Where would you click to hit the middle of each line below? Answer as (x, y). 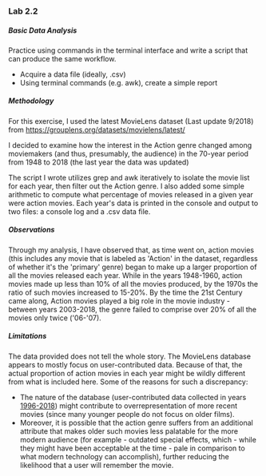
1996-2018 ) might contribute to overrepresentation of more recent (129, 406)
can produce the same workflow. (62, 58)
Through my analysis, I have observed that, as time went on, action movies (131, 250)
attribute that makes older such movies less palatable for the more (129, 431)
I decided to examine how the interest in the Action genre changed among (130, 145)
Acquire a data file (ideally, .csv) (73, 74)
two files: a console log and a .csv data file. (79, 211)
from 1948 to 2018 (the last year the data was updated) (99, 162)
